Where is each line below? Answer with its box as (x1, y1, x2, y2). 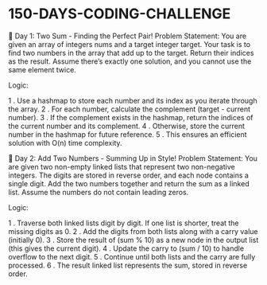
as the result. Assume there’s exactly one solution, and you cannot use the (8, 57, 252, 66)
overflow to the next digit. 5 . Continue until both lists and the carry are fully (8, 252, 256, 261)
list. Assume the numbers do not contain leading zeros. (8, 187, 189, 197)
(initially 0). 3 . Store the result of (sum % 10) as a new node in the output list (8, 235, 259, 244)
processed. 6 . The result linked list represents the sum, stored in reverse (8, 260, 248, 270)
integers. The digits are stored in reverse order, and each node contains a (8, 170, 249, 180)
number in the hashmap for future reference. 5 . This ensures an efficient (8, 129, 248, 139)
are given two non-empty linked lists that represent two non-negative (8, 162, 236, 171)
